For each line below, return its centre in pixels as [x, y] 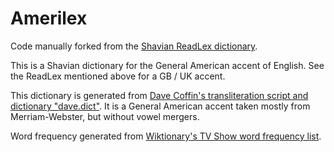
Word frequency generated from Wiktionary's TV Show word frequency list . [166, 136]
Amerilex [49, 18]
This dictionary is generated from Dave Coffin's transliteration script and [159, 95]
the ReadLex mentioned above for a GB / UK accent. [118, 76]
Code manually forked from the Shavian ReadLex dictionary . [134, 46]
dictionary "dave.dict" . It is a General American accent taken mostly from [160, 106]
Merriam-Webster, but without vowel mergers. [105, 116]
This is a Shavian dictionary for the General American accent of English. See [167, 65]
